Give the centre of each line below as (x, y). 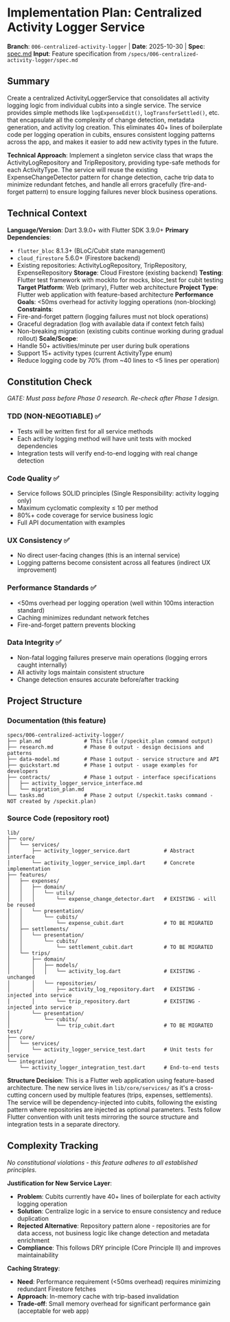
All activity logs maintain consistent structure (81, 672)
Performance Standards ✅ (52, 588)
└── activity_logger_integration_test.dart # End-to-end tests (119, 1067)
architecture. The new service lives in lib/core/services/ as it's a (100, 1087)
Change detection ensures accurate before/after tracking (98, 679)
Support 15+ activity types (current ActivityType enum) (95, 353)
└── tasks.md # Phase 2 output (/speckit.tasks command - (110, 795)
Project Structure (45, 701)
